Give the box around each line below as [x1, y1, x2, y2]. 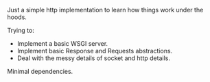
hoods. [7, 13, 27, 21]
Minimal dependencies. [7, 68, 73, 75]
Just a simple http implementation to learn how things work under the [7, 6, 204, 14]
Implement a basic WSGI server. [16, 40, 108, 47]
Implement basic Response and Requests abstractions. [16, 47, 173, 55]
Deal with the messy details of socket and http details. [16, 54, 170, 62]
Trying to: [7, 27, 34, 34]
